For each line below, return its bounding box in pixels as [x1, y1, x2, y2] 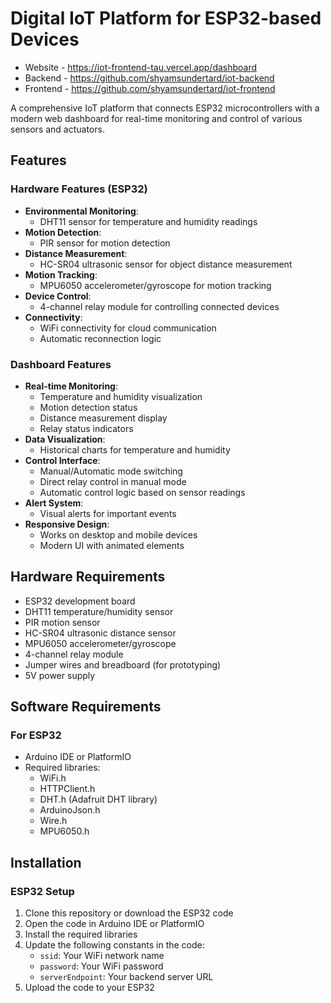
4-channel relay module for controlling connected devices [39, 300, 280, 312]
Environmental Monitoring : [24, 205, 139, 217]
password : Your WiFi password [39, 960, 164, 972]
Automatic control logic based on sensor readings [39, 486, 246, 498]
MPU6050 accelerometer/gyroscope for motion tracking [39, 279, 272, 291]
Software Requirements [10, 698, 162, 716]
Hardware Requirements [10, 568, 166, 586]
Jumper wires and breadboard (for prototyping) [24, 658, 222, 671]
